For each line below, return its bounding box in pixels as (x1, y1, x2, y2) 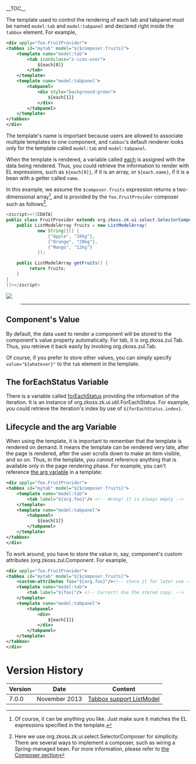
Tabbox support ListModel (87, 694, 160, 703)
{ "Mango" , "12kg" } (47, 244, 93, 250)
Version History (6, 663, 83, 677)
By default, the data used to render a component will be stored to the (6, 330, 172, 337)
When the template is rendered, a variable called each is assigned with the (6, 156, 185, 163)
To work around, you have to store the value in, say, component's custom (6, 550, 183, 557)
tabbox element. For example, (6, 29, 77, 36)
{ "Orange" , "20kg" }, (47, 239, 98, 245)
